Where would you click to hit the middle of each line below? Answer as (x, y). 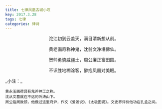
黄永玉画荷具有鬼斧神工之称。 (31, 91)
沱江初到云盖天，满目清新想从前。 (84, 38)
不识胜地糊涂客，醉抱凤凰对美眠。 (84, 70)
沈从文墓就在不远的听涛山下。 (31, 97)
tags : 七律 (16, 19)
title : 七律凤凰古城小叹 (28, 10)
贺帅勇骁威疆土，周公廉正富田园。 (84, 60)
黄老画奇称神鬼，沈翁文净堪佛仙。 (84, 49)
